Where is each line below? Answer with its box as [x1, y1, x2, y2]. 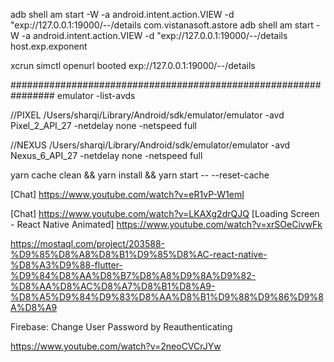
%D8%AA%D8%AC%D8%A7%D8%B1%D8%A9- [10, 280, 216, 292]
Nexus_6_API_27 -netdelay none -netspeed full [10, 150, 203, 161]
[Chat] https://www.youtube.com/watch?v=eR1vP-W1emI [10, 189, 245, 200]
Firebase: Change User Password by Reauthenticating [10, 321, 233, 333]
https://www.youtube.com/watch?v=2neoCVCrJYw [10, 340, 222, 352]
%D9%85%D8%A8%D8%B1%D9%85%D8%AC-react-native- [10, 249, 268, 260]
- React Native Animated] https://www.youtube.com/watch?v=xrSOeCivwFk [10, 219, 323, 230]
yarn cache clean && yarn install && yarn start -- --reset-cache [10, 169, 270, 181]
